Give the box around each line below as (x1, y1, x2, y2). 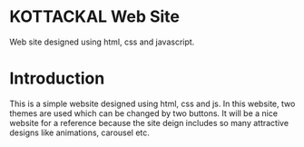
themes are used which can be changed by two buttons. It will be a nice (9, 107, 279, 119)
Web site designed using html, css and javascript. (9, 36, 195, 47)
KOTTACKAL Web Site (9, 6, 180, 27)
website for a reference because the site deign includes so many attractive (9, 117, 289, 128)
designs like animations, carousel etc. (9, 127, 150, 138)
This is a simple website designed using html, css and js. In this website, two (9, 98, 296, 109)
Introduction (9, 68, 105, 89)
